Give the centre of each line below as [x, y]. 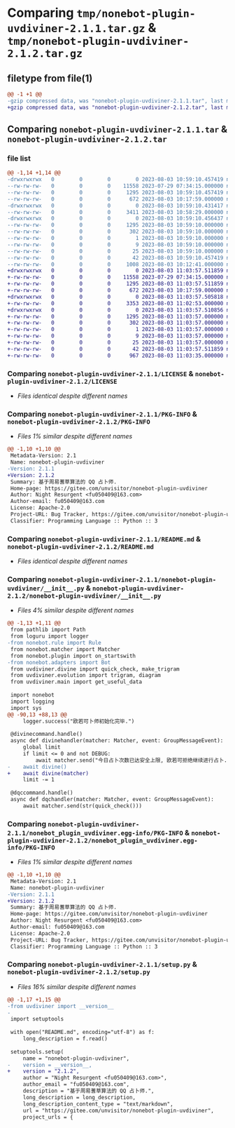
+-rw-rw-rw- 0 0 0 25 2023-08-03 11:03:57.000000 [115, 343]
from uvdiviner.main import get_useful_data [76, 682]
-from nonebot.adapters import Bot [59, 662]
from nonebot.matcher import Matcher [65, 649]
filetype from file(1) [50, 78]
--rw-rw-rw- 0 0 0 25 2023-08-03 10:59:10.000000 [115, 251]
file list [19, 158]
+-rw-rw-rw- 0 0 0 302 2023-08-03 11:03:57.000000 [115, 323]
